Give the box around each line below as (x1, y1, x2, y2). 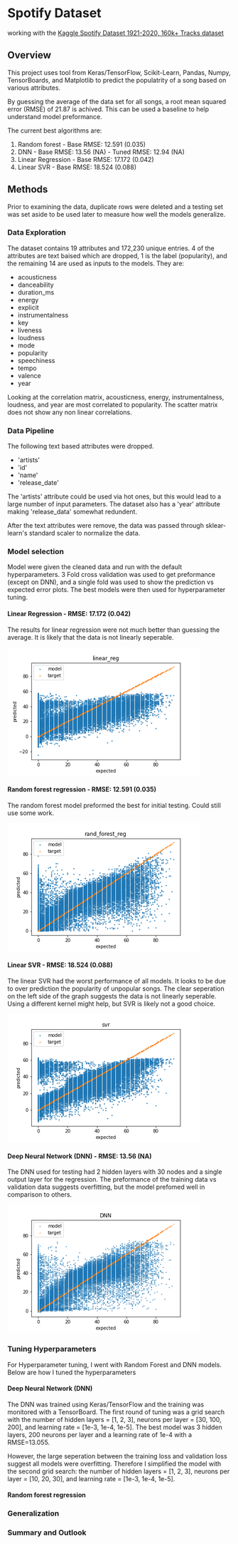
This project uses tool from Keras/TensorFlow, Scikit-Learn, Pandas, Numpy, (7, 68, 231, 76)
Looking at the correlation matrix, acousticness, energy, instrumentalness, (7, 392, 225, 401)
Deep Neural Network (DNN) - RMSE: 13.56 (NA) (7, 1152, 152, 1160)
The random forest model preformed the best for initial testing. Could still (7, 801, 222, 809)
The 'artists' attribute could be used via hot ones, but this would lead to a (7, 492, 222, 501)
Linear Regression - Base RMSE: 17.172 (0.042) (17, 155, 154, 163)
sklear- (205, 521, 226, 530)
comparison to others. (7, 1190, 72, 1199)
